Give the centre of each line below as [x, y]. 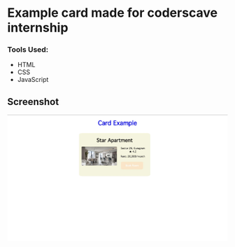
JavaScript [33, 80]
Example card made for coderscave [113, 13]
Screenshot [33, 102]
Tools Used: [28, 50]
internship [38, 28]
